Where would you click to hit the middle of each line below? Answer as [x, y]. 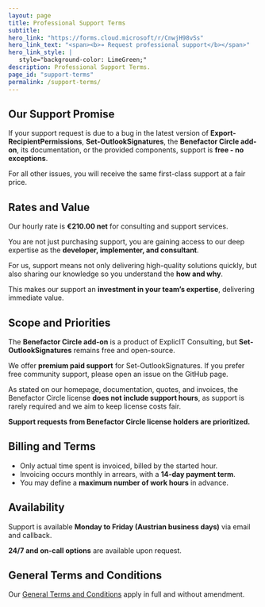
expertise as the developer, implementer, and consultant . [104, 250]
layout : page [30, 15]
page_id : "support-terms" [51, 75]
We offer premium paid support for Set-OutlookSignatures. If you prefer [127, 365]
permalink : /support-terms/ [55, 82]
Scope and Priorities [60, 323]
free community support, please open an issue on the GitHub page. [118, 374]
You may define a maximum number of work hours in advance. [124, 482]
